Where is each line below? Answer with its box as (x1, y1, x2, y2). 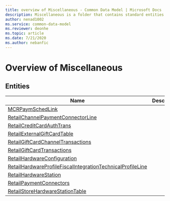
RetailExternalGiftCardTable (8, 130, 73, 137)
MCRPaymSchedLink (8, 106, 58, 113)
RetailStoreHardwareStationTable (8, 187, 87, 194)
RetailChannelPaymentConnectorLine (8, 114, 97, 121)
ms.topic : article (5, 31, 44, 36)
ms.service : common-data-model (5, 21, 71, 27)
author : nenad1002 (5, 17, 44, 22)
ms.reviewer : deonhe (5, 26, 49, 31)
